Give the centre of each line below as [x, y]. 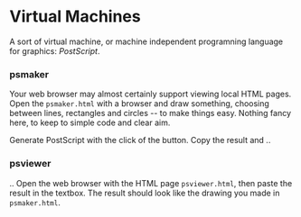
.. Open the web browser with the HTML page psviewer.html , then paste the [151, 183]
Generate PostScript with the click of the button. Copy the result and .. [140, 140]
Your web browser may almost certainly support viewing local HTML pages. [150, 94]
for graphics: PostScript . [55, 50]
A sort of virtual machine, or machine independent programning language [146, 41]
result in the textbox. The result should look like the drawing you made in [145, 193]
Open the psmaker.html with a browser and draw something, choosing [139, 104]
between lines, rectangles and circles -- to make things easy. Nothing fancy [150, 113]
